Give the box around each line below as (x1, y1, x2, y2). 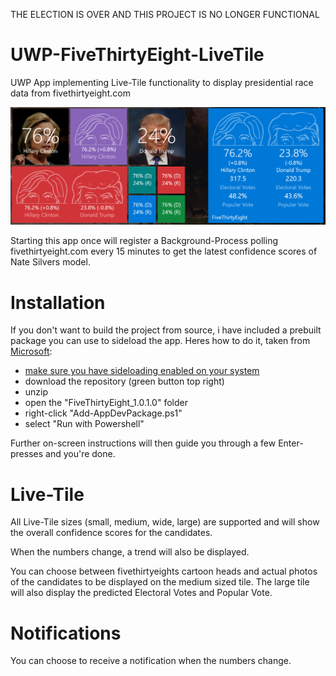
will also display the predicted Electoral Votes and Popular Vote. (10, 587, 273, 599)
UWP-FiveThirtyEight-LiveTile (10, 44, 265, 66)
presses (10, 448, 44, 460)
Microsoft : (10, 345, 53, 358)
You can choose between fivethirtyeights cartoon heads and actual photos (10, 565, 318, 578)
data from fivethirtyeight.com (10, 87, 131, 99)
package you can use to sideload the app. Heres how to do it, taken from (10, 335, 311, 347)
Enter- (278, 437, 304, 449)
